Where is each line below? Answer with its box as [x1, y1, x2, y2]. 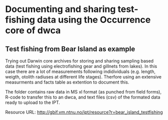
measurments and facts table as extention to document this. [5, 79, 129, 85]
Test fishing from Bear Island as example [5, 44, 135, 53]
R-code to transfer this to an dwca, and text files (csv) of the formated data [5, 94, 160, 100]
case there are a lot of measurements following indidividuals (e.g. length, [5, 68, 156, 74]
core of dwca [5, 25, 61, 36]
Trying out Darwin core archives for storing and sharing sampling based [5, 58, 154, 63]
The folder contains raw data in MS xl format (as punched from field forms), [5, 89, 162, 94]
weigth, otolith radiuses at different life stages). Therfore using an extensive [5, 74, 162, 79]
